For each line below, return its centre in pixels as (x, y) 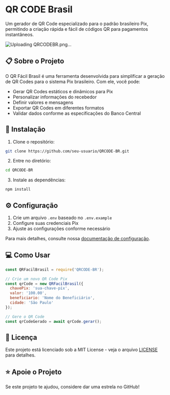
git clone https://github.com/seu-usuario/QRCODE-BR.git (67, 151)
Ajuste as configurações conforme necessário (61, 228)
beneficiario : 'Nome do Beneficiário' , (52, 298)
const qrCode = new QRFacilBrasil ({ (44, 284)
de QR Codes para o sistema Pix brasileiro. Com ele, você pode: (73, 81)
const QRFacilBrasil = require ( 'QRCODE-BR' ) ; (55, 269)
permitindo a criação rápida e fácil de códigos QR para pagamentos (77, 29)
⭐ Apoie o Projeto (34, 372)
